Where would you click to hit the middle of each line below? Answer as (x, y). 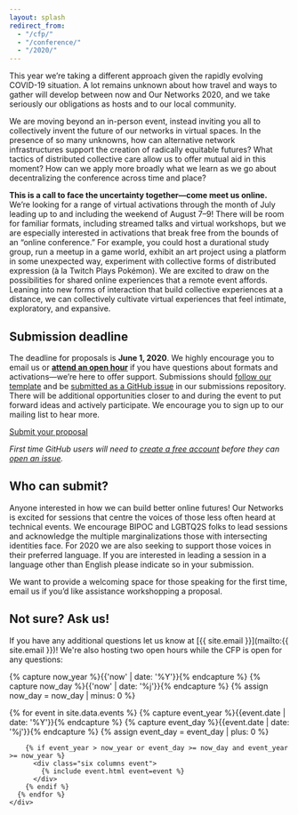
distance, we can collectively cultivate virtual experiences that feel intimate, (148, 300)
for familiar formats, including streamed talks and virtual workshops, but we (148, 224)
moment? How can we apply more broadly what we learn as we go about (143, 169)
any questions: (36, 659)
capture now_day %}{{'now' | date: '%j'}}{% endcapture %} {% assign (139, 686)
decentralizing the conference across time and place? (108, 178)
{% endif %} (47, 787)
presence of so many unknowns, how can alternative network (122, 140)
